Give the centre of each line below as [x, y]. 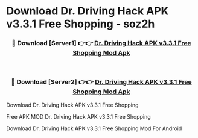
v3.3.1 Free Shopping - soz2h [81, 24]
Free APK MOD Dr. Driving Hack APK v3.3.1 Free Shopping [78, 116]
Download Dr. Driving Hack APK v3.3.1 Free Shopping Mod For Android [94, 128]
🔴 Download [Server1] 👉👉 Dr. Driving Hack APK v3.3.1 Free [101, 43]
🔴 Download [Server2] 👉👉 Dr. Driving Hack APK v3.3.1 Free [101, 82]
